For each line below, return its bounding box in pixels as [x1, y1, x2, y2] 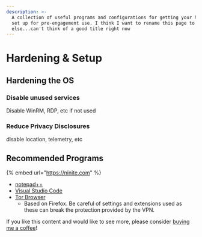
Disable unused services [6, 93, 80, 102]
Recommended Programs [6, 153, 104, 163]
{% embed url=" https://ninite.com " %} [6, 169, 102, 176]
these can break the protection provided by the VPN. [23, 206, 155, 214]
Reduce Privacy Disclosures [6, 122, 90, 131]
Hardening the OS [6, 75, 74, 85]
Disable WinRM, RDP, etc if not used [6, 107, 96, 114]
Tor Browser [14, 194, 46, 201]
